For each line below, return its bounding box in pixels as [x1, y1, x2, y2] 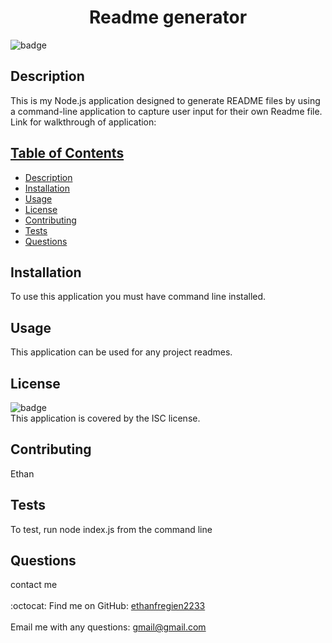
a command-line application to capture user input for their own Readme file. [10, 105, 323, 117]
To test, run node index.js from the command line [10, 523, 213, 535]
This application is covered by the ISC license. [10, 412, 201, 424]
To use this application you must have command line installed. [10, 291, 267, 303]
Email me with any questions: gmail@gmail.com [10, 621, 207, 633]
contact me [10, 579, 58, 591]
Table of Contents [10, 145, 125, 162]
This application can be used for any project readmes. [10, 346, 233, 358]
